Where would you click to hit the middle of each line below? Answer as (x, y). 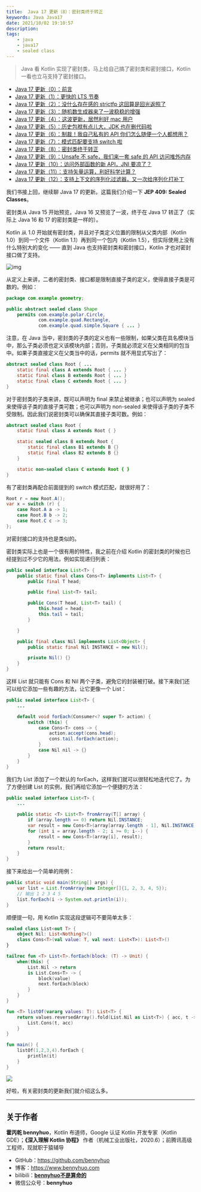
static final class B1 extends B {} (73, 447)
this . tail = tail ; (61, 614)
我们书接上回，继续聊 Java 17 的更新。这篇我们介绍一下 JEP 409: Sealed (96, 192)
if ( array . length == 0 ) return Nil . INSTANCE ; (86, 820)
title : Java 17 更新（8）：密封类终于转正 (55, 12)
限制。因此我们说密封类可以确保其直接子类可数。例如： (79, 414)
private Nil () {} (49, 658)
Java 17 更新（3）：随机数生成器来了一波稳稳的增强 (77, 111)
